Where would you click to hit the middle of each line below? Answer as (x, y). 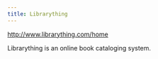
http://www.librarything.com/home (58, 34)
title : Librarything (38, 14)
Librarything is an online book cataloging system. (79, 48)
